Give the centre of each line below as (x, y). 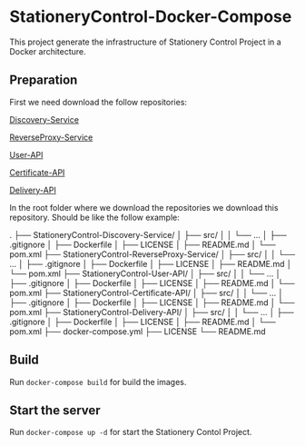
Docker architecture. (48, 51)
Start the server (55, 410)
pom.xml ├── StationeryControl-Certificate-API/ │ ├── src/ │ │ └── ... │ (147, 292)
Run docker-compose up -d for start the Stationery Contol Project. (131, 432)
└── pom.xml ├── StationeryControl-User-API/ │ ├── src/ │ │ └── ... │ (145, 273)
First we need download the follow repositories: (98, 102)
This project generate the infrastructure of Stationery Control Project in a (145, 42)
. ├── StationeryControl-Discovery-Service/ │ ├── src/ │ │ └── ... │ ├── (148, 234)
